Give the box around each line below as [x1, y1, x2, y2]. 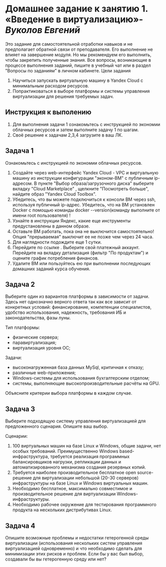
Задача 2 [5, 280, 35, 289]
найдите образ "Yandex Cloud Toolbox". [12, 191, 96, 197]
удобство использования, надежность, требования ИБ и [5, 309, 126, 315]
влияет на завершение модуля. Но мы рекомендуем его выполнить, [5, 51, 151, 58]
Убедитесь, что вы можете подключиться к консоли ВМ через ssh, [12, 196, 156, 202]
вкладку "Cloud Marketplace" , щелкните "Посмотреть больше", [12, 185, 149, 191]
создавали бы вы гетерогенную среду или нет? [5, 556, 106, 562]
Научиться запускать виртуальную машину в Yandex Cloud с [12, 77, 143, 83]
